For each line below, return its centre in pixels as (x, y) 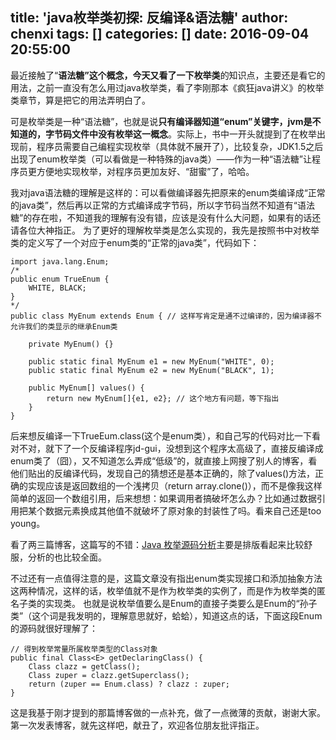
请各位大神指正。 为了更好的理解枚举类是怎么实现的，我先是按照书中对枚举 (165, 230)
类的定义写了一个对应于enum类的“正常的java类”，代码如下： (135, 242)
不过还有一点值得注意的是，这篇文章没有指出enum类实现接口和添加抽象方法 (166, 578)
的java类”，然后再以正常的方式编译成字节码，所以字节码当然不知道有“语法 (163, 205)
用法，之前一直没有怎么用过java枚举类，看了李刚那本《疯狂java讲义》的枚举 (167, 87)
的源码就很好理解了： (54, 628)
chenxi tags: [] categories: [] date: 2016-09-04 (160, 34)
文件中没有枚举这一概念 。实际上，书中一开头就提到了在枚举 (194, 134)
